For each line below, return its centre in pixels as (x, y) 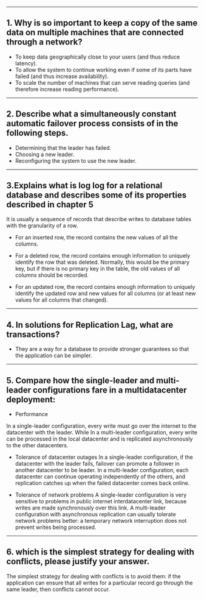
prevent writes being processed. (56, 527)
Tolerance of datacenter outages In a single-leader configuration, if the (104, 457)
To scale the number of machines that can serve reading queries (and (102, 82)
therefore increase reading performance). (67, 89)
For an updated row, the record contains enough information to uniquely (105, 287)
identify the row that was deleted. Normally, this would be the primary (102, 262)
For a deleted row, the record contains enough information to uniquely (103, 256)
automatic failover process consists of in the (92, 123)
